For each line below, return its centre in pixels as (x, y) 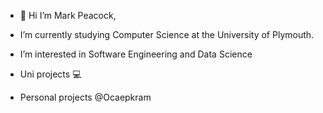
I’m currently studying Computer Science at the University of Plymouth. (167, 34)
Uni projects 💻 (50, 74)
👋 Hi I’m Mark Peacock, (68, 15)
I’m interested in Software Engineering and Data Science (136, 54)
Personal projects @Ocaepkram (85, 97)
